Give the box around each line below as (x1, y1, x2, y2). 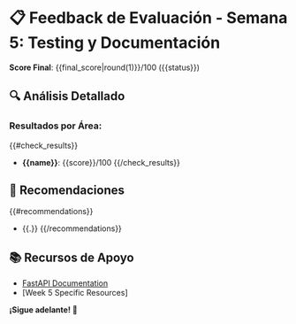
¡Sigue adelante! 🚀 (9, 305, 78, 315)
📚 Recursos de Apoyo (9, 250, 134, 265)
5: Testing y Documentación (9, 33, 221, 53)
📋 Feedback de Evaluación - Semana (9, 8, 288, 28)
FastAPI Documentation (21, 278, 109, 289)
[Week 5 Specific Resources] (21, 288, 128, 298)
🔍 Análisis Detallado (9, 89, 125, 104)
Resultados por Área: (9, 120, 102, 132)
